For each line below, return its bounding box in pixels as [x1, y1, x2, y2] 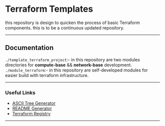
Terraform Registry [12, 111, 51, 117]
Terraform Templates [5, 3, 93, 15]
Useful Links [5, 89, 36, 96]
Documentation [5, 44, 54, 52]
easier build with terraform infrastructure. [5, 72, 89, 78]
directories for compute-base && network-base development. [5, 62, 132, 68]
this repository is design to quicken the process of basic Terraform [5, 20, 140, 25]
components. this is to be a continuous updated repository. [5, 25, 124, 30]
